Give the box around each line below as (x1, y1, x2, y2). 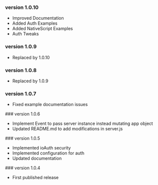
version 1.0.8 (5, 67, 37, 74)
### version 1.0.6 (5, 111, 40, 117)
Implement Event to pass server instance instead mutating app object (12, 120, 154, 127)
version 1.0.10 (5, 4, 39, 11)
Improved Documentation (12, 15, 64, 21)
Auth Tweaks (12, 31, 39, 37)
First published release (12, 175, 59, 181)
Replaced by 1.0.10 (12, 54, 50, 60)
